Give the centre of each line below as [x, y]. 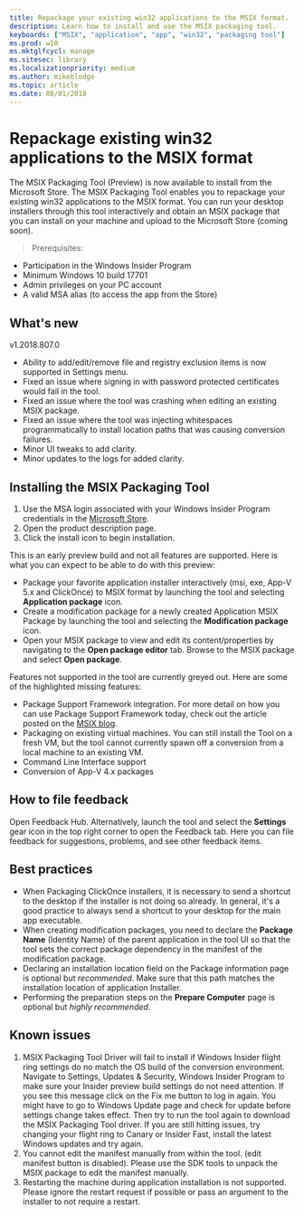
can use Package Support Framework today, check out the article [144, 714]
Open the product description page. [89, 528]
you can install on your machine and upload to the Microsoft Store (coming [148, 221]
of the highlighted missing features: [76, 687]
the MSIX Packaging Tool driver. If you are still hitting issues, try [141, 1125]
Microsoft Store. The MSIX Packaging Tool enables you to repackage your [147, 192]
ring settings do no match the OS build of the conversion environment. [153, 1067]
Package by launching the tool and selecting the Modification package [155, 621]
